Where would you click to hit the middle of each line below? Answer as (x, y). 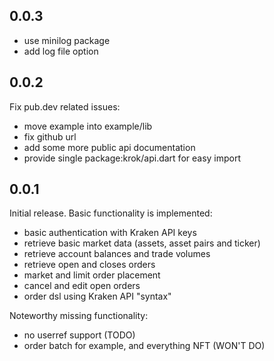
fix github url (50, 136)
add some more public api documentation (109, 147)
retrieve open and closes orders (89, 265)
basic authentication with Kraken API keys (110, 233)
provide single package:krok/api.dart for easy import (132, 158)
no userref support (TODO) (79, 335)
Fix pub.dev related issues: (65, 106)
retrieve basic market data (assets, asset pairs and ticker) (142, 243)
